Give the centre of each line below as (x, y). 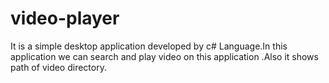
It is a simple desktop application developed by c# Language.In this (149, 46)
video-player (65, 18)
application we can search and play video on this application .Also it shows (164, 56)
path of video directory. (58, 67)
